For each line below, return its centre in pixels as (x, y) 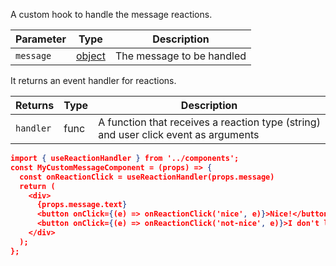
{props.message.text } (82, 205)
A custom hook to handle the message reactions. (111, 14)
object (90, 56)
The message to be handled (180, 56)
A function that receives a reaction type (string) (209, 122)
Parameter (41, 39)
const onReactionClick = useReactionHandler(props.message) (147, 177)
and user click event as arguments (179, 134)
